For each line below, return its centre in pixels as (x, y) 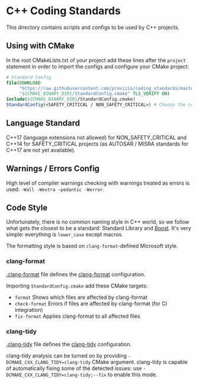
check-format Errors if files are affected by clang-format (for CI (91, 304)
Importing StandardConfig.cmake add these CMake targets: (77, 286)
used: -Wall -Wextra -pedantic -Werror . (55, 189)
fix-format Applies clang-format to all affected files (77, 316)
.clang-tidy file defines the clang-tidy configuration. (69, 344)
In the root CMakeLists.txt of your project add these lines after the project (96, 60)
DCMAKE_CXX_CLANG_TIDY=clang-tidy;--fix (57, 375)
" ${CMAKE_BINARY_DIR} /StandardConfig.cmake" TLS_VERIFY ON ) (94, 94)
